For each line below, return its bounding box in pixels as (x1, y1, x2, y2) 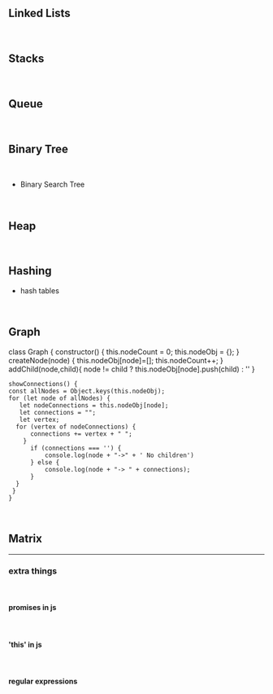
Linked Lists (8, 7, 71, 20)
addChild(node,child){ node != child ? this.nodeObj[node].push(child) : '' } (8, 364, 255, 374)
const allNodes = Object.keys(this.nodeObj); (8, 387, 165, 395)
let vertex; (19, 415, 60, 424)
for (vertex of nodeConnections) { (15, 423, 136, 431)
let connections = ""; (19, 408, 96, 416)
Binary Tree (8, 142, 69, 156)
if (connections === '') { (29, 444, 122, 452)
